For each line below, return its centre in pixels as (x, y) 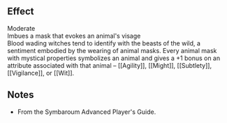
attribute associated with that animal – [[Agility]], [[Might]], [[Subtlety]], (109, 65)
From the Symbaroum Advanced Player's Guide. (87, 112)
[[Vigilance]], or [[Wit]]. (41, 73)
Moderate (21, 28)
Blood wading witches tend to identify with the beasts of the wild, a (104, 43)
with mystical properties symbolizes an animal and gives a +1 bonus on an (114, 58)
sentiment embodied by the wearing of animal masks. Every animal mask (112, 50)
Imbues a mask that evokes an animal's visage (74, 36)
